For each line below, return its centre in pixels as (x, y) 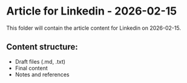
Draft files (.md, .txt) (40, 61)
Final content (31, 68)
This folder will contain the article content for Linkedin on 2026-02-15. (94, 28)
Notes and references (42, 75)
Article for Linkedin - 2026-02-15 (92, 11)
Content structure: (42, 47)
